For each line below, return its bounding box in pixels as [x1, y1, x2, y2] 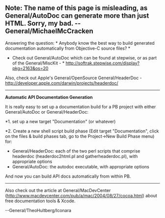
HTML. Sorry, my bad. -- [5, 19, 81, 28]
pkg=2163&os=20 [12, 65, 49, 71]
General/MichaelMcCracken [5, 27, 93, 35]
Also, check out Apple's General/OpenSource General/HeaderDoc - [5, 75, 142, 81]
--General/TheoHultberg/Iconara [5, 207, 72, 213]
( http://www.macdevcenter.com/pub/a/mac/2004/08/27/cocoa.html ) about [5, 192, 157, 198]
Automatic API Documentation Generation [5, 94, 93, 100]
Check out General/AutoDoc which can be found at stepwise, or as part [12, 55, 157, 61]
